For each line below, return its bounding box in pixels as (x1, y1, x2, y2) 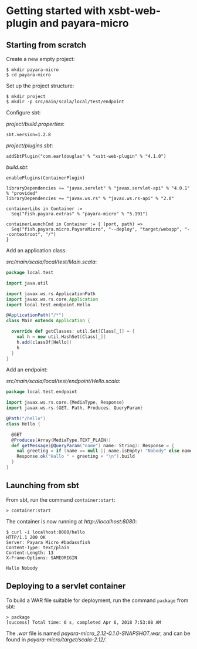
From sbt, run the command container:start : (6, 496, 116, 503)
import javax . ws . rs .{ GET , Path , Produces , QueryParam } (6, 405, 143, 411)
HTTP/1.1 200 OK (6, 534, 46, 540)
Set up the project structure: (6, 82, 74, 89)
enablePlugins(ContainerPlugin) (6, 175, 85, 181)
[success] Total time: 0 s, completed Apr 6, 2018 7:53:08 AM (6, 619, 161, 626)
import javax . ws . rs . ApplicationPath (6, 290, 96, 297)
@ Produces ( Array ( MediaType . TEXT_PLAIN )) (11, 437, 111, 443)
